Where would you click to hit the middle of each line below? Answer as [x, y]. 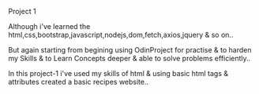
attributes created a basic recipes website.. [79, 82]
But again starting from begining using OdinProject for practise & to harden [130, 50]
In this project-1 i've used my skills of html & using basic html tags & [118, 73]
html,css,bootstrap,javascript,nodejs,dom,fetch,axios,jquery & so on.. [121, 35]
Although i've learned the [49, 26]
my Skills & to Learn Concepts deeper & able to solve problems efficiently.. [129, 58]
